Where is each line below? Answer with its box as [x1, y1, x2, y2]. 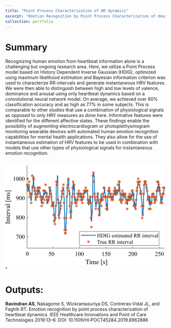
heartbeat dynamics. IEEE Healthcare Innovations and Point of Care [5, 312, 147, 318]
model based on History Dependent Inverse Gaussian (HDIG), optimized [5, 69, 156, 75]
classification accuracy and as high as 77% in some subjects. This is [5, 102, 149, 108]
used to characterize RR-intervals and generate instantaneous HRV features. [5, 80, 166, 86]
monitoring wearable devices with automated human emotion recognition [5, 129, 159, 135]
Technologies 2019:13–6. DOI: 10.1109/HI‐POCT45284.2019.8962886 [5, 317, 149, 323]
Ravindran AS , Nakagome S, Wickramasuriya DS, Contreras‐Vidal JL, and [5, 301, 160, 307]
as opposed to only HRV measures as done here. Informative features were [5, 112, 163, 118]
